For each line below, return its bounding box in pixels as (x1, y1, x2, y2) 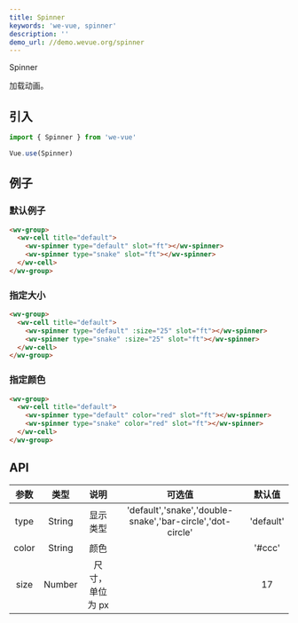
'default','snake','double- (127, 503, 233, 516)
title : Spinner (9, 12, 66, 22)
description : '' (9, 29, 69, 38)
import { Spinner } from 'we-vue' (9, 133, 137, 142)
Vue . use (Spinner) (9, 148, 74, 158)
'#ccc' (254, 541, 281, 554)
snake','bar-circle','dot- (129, 515, 231, 527)
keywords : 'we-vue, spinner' (9, 21, 117, 30)
